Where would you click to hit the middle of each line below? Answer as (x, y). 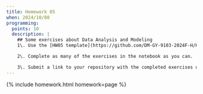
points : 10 (25, 29)
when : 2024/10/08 (28, 17)
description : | (31, 34)
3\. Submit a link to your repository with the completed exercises (105, 67)
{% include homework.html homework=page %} (66, 84)
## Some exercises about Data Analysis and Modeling (85, 40)
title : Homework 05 (31, 12)
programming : (23, 23)
